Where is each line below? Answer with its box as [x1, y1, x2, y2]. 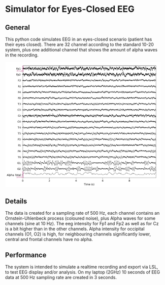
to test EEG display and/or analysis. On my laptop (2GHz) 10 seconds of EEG [5, 269, 160, 275]
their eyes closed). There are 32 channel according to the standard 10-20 [5, 42, 154, 47]
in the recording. [5, 52, 39, 58]
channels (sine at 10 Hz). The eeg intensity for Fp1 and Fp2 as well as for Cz [5, 221, 159, 227]
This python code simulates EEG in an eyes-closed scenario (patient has [5, 36, 152, 42]
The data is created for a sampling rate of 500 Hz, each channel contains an [5, 210, 160, 216]
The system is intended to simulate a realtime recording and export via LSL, [5, 264, 159, 270]
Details [5, 197, 27, 205]
